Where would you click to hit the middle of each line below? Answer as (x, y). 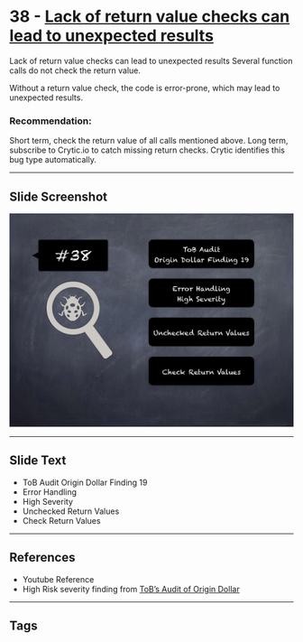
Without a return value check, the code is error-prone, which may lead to (145, 88)
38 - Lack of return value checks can (150, 17)
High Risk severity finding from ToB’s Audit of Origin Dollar (131, 589)
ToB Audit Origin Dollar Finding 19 (85, 482)
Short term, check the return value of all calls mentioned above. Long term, (149, 141)
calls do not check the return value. (75, 70)
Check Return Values (61, 520)
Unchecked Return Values (71, 511)
